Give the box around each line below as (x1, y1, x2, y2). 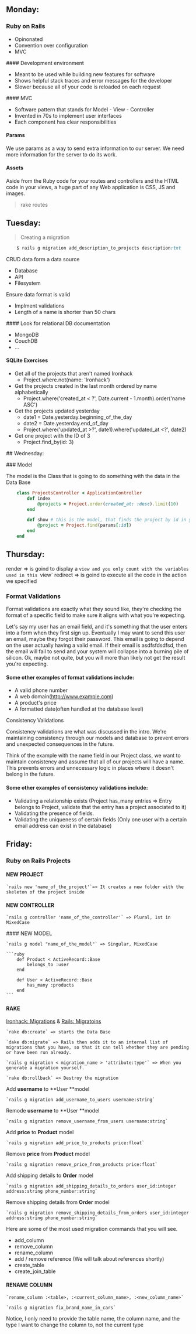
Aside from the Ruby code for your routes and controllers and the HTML (6, 178, 179, 185)
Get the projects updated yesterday (14, 407, 100, 414)
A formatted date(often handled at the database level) (14, 705, 144, 712)
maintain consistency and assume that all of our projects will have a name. (6, 758, 185, 765)
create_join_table (14, 1268, 56, 1275)
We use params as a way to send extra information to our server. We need (6, 145, 184, 152)
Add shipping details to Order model (6, 1172, 94, 1179)
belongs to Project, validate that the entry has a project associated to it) (14, 803, 187, 810)
